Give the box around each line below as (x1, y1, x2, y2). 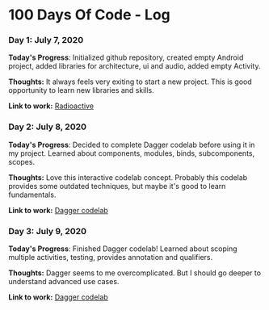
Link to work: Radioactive (8, 101, 95, 111)
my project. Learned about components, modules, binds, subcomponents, (8, 148, 255, 158)
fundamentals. (8, 190, 57, 199)
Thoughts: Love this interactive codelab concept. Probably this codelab (8, 172, 248, 182)
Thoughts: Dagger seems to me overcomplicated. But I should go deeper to (8, 268, 261, 278)
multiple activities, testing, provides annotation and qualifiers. (8, 253, 213, 262)
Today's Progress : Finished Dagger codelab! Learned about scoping (8, 244, 237, 253)
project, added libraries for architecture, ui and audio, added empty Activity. (8, 61, 261, 71)
